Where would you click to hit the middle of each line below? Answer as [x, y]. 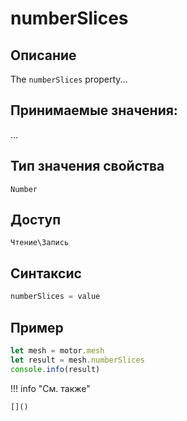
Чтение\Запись [40, 243]
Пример [37, 327]
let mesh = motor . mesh [57, 350]
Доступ [36, 220]
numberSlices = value [55, 297]
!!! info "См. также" [50, 388]
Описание [43, 55]
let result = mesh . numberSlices [77, 360]
